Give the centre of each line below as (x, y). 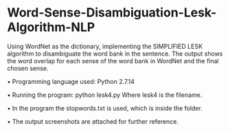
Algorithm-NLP (51, 27)
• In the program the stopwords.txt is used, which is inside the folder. (105, 108)
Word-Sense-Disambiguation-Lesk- (112, 13)
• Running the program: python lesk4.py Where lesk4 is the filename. (105, 95)
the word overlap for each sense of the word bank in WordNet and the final (113, 60)
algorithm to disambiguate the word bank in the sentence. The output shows (115, 54)
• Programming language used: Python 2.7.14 (71, 81)
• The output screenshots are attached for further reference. (93, 121)
